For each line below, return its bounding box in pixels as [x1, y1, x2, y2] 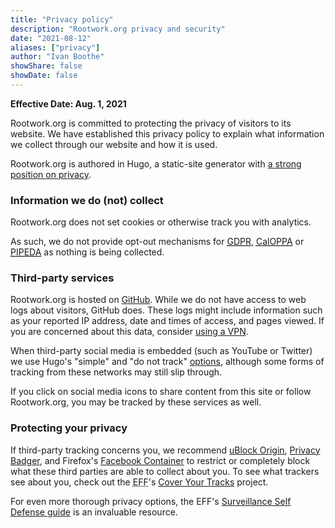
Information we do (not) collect [10, 193, 164, 207]
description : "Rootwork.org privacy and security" [10, 24, 226, 34]
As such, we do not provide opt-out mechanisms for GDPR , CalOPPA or [10, 236, 305, 248]
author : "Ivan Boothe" [10, 52, 105, 62]
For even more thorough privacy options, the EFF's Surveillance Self [10, 495, 292, 507]
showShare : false [10, 61, 83, 71]
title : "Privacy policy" [10, 14, 114, 25]
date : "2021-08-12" [10, 33, 92, 43]
